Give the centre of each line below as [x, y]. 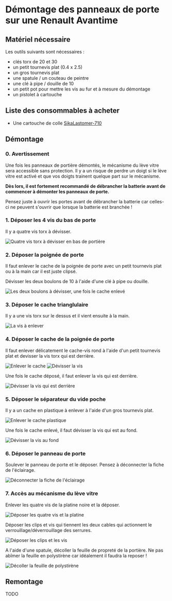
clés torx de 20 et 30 [35, 62]
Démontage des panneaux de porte [82, 10]
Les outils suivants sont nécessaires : [45, 52]
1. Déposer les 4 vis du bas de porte [51, 220]
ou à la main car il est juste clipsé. [41, 272]
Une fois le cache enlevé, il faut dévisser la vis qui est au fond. [72, 430]
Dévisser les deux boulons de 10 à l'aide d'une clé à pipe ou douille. [77, 281]
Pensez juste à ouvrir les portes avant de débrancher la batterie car [77, 201]
